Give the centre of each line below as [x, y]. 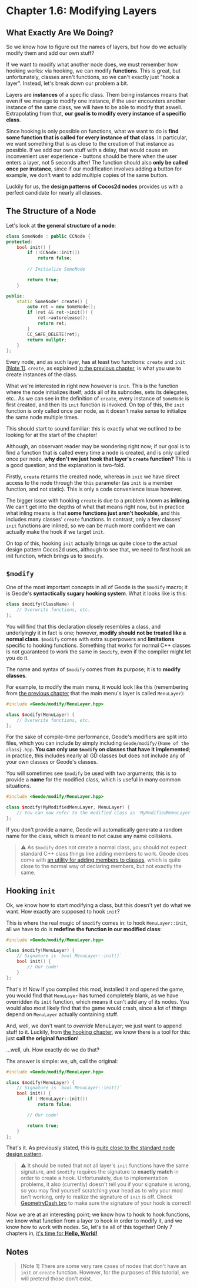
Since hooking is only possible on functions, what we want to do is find [92, 131]
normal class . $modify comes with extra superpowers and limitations [90, 639]
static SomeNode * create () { [52, 301]
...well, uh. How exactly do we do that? [53, 1049]
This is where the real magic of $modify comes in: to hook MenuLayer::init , [97, 923]
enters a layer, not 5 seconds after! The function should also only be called [97, 162]
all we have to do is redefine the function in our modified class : [84, 929]
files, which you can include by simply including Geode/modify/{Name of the [98, 743]
